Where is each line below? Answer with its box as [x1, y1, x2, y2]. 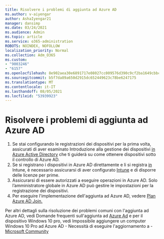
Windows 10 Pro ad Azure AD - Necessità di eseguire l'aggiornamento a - [5, 223, 153, 229]
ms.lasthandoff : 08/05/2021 [5, 89, 62, 94]
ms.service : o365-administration [5, 39, 73, 44]
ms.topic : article [5, 35, 42, 40]
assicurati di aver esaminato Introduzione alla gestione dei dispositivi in [12, 146, 155, 152]
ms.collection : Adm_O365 [5, 52, 56, 58]
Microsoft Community [5, 228, 49, 235]
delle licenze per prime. [12, 172, 60, 178]
